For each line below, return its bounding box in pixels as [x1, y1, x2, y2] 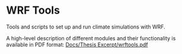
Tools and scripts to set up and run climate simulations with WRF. [6, 23, 165, 30]
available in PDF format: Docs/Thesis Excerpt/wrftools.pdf [6, 41, 148, 48]
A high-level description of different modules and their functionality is [6, 34, 176, 42]
